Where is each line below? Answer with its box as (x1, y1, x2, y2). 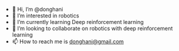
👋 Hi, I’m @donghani (12, 6, 64, 13)
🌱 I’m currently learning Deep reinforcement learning (12, 19, 144, 25)
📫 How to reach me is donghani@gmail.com (12, 38, 124, 45)
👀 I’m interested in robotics (12, 12, 79, 19)
